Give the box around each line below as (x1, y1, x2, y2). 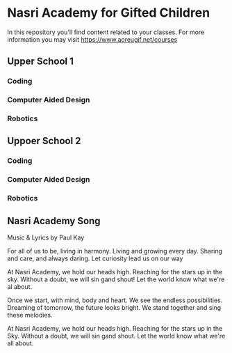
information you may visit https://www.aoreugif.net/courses (7, 35, 178, 43)
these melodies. (7, 311, 53, 320)
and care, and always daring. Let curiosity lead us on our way (7, 254, 183, 262)
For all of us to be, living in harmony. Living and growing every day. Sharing (7, 247, 223, 256)
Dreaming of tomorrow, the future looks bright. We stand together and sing (7, 304, 222, 312)
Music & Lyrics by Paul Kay (7, 233, 85, 242)
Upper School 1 (7, 56, 74, 68)
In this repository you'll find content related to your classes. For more (7, 28, 205, 36)
